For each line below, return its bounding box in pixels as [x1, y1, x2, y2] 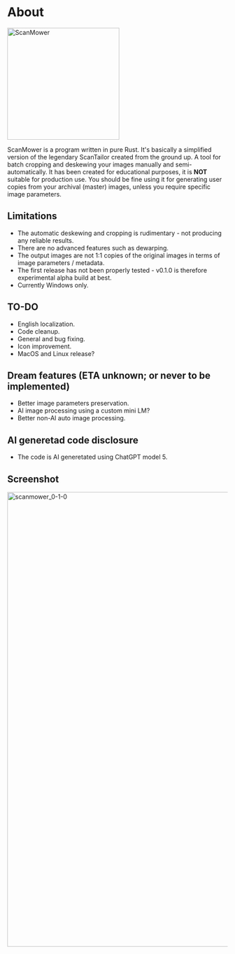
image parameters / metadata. [17, 258, 105, 266]
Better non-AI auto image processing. [17, 414, 126, 422]
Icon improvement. [17, 342, 72, 350]
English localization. [17, 320, 76, 328]
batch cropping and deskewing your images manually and [7, 160, 174, 169]
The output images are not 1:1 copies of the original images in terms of [17, 251, 220, 259]
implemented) [7, 380, 70, 392]
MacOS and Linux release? [17, 349, 95, 357]
